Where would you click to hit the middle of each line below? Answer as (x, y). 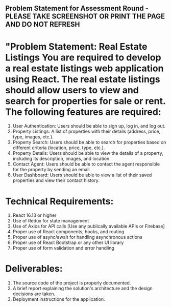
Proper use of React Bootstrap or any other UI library (68, 242)
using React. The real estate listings (83, 79)
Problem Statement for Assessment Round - (77, 8)
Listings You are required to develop (83, 57)
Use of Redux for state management (51, 221)
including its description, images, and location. (62, 159)
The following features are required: (83, 112)
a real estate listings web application (85, 68)
